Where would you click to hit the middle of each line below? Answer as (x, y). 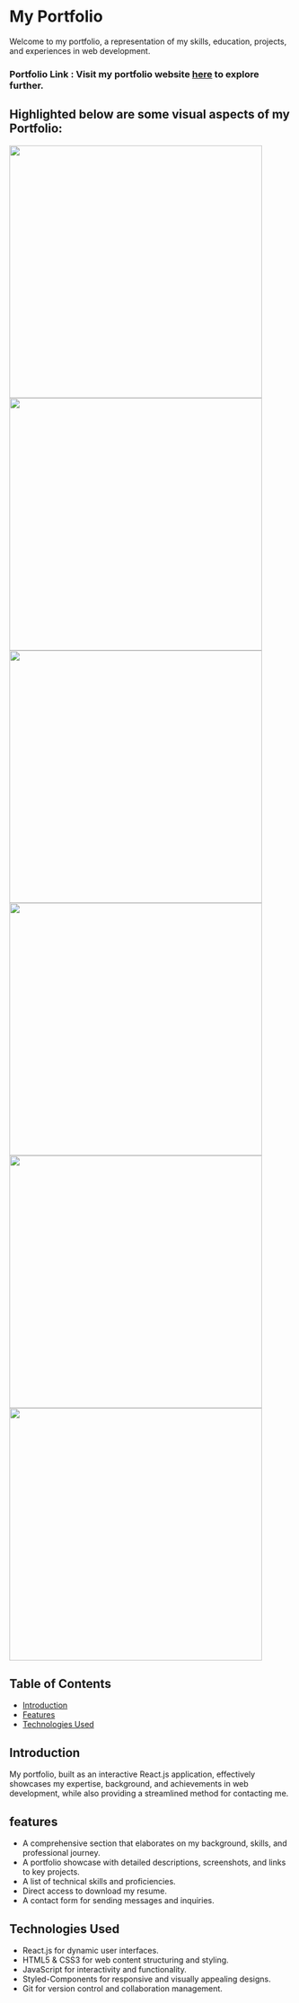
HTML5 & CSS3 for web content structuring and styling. (125, 1960)
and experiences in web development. (80, 50)
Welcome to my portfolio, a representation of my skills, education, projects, (148, 41)
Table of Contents (61, 1684)
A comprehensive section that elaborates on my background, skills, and (154, 1843)
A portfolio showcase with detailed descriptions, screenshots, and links (154, 1862)
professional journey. (61, 1853)
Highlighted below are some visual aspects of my (149, 114)
